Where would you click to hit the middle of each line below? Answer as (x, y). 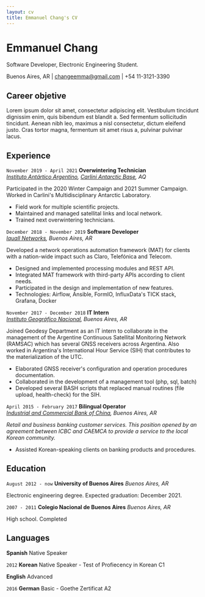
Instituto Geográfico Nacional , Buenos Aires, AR (67, 319)
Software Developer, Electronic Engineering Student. (72, 65)
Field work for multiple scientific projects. (67, 207)
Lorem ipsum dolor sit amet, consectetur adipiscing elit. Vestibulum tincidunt (103, 110)
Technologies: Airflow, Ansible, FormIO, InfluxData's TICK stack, (95, 294)
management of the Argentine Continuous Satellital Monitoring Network (96, 338)
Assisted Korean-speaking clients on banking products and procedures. (106, 450)
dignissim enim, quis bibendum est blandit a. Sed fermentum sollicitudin (97, 117)
